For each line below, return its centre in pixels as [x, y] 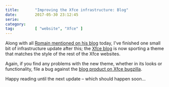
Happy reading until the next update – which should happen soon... [76, 79]
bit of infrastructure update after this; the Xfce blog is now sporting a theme [85, 49]
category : [16, 24]
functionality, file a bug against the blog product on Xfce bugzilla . [74, 69]
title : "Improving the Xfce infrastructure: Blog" [67, 10]
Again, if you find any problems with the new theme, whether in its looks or [84, 64]
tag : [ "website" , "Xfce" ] [44, 29]
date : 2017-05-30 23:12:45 [42, 15]
